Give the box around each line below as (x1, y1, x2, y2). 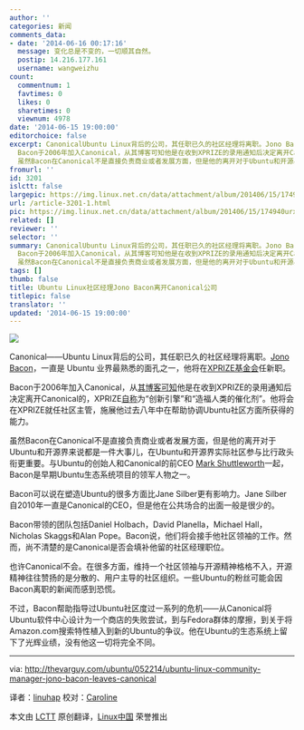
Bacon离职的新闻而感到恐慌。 (9, 584, 120, 595)
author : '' (9, 13, 51, 23)
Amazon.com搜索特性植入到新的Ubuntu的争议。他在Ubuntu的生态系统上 (9, 626, 280, 637)
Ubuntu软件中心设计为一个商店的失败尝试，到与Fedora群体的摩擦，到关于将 (9, 614, 293, 626)
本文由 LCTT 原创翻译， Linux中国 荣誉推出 (9, 711, 168, 722)
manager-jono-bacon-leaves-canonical (9, 673, 157, 685)
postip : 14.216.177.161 (17, 55, 107, 64)
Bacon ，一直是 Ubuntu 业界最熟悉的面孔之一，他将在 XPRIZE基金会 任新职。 (9, 363, 291, 374)
